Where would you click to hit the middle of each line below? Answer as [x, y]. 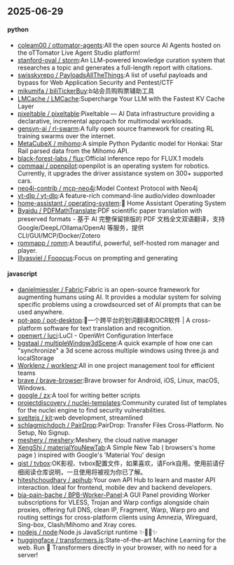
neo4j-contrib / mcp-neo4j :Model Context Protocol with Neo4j [108, 188]
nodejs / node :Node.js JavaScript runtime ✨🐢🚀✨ [87, 532]
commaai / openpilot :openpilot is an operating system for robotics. [113, 166]
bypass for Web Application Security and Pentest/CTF [95, 82]
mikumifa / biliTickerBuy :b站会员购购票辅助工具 [85, 91]
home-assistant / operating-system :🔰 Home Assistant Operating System [122, 203]
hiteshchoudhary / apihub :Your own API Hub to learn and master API [116, 479]
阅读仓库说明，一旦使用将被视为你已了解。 [85, 472]
